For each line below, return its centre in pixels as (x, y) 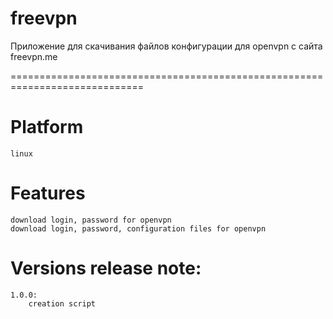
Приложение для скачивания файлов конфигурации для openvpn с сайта (166, 46)
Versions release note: (106, 268)
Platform (47, 127)
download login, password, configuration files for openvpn (138, 228)
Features (48, 193)
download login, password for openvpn (91, 220)
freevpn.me (34, 56)
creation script (62, 303)
